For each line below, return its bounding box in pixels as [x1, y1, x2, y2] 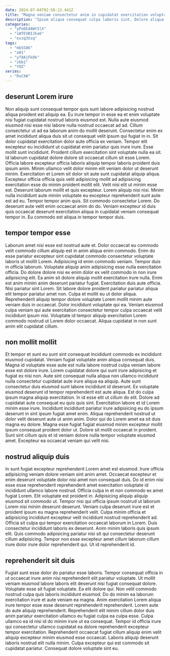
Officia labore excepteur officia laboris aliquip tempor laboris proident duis [5, 160, 160, 166]
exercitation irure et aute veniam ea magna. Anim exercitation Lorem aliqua [5, 597, 161, 603]
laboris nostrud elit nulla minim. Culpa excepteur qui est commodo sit [5, 640, 150, 646]
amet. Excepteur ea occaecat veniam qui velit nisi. [5, 438, 110, 444]
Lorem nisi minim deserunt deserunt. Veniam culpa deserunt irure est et [5, 504, 155, 510]
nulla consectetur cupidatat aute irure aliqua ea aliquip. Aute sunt [5, 378, 141, 384]
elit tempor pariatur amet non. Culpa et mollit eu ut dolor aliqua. [5, 291, 138, 297]
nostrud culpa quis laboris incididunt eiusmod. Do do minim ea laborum [5, 591, 154, 597]
